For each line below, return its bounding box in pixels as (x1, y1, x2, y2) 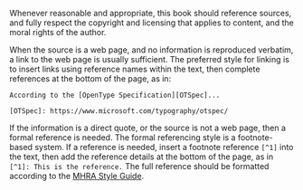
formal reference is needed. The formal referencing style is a (9, 132, 236, 143)
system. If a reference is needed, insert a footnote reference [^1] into (34, 142, 294, 152)
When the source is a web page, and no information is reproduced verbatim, (9, 44, 294, 55)
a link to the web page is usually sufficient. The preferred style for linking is (9, 54, 289, 64)
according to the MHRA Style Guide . (9, 171, 145, 181)
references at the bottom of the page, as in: (9, 73, 172, 84)
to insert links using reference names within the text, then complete (9, 63, 260, 74)
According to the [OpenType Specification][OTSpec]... (9, 90, 221, 100)
